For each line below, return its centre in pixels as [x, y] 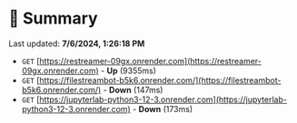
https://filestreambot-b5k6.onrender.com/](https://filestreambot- [160, 80]
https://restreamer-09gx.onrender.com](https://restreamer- [151, 61]
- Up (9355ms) [128, 71]
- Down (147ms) [133, 90]
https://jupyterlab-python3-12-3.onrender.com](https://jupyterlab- [163, 99]
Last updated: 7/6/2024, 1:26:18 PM [77, 43]
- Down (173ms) [163, 109]
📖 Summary [53, 19]
